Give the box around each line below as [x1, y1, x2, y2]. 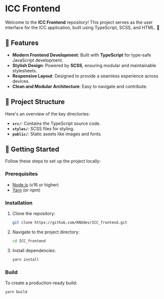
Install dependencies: [12, 247, 56, 253]
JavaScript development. [12, 57, 63, 63]
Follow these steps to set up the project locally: [5, 158, 101, 164]
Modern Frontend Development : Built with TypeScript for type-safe [12, 52, 152, 58]
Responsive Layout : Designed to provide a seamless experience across [12, 73, 159, 79]
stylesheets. [12, 68, 37, 74]
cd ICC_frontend [12, 238, 46, 243]
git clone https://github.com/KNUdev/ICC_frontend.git [12, 220, 128, 225]
